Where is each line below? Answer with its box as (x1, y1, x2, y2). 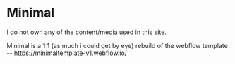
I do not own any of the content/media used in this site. (6, 28, 167, 36)
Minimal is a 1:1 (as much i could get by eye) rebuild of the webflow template (6, 41, 229, 49)
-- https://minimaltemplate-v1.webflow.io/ (6, 49, 128, 57)
